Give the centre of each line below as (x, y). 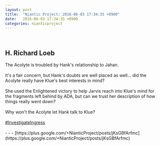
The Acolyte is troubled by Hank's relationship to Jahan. (62, 65)
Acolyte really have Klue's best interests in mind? (55, 81)
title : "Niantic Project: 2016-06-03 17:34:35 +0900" (63, 14)
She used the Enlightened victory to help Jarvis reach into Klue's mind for (80, 91)
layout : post (18, 10)
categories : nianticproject (34, 23)
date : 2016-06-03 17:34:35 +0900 (42, 19)
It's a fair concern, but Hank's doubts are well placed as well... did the (76, 75)
